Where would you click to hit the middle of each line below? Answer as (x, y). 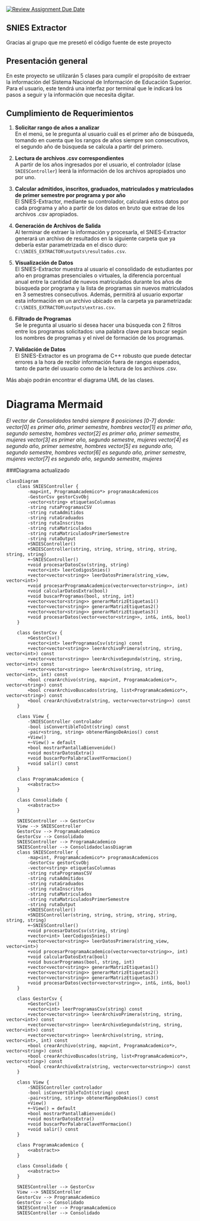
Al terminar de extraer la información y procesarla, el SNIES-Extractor (100, 232)
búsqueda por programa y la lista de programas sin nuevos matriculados (104, 288)
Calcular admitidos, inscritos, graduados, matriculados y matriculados (104, 189)
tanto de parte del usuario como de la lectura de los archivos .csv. (96, 369)
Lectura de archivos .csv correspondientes (69, 158)
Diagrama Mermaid (55, 404)
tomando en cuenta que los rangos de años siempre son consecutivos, (102, 140)
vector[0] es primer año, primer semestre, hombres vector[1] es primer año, (99, 427)
